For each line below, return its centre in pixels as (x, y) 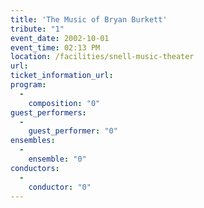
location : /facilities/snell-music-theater (102, 57)
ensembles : (33, 141)
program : (28, 85)
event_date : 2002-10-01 (60, 38)
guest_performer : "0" (73, 131)
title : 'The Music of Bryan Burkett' (89, 19)
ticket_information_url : (62, 76)
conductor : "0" (60, 187)
